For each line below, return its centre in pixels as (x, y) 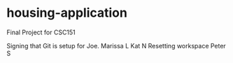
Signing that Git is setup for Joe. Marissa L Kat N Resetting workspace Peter (116, 45)
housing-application (67, 13)
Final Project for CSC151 (41, 32)
